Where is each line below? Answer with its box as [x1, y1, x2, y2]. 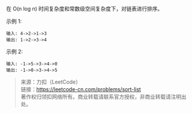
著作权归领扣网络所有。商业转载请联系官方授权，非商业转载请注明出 [20, 93, 187, 100]
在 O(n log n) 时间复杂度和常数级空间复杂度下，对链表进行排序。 [6, 5, 163, 12]
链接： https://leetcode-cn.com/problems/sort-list [20, 86, 141, 93]
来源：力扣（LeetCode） [20, 79, 81, 85]
